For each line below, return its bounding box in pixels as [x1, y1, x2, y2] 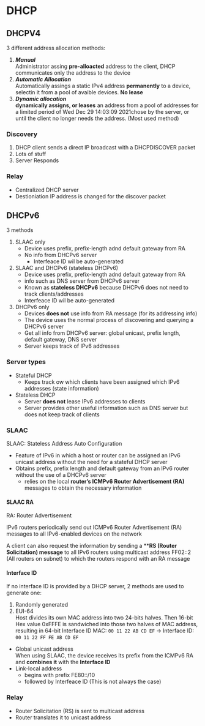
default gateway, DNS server [24, 336, 97, 343]
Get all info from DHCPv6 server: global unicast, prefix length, [24, 329, 181, 337]
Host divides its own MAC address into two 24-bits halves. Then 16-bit [15, 614, 193, 621]
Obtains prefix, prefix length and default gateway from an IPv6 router [15, 465, 190, 472]
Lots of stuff [15, 151, 47, 158]
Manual [15, 56, 35, 63]
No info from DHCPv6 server [24, 252, 97, 259]
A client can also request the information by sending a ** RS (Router [6, 542, 177, 550]
